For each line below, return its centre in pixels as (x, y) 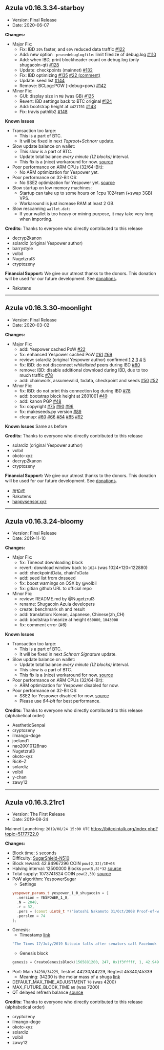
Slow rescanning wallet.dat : (41, 208)
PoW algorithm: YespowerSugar (44, 879)
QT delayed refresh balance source (48, 992)
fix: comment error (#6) (43, 625)
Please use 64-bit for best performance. (60, 701)
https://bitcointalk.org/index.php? (124, 829)
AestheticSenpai (29, 725)
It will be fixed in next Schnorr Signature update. (68, 654)
